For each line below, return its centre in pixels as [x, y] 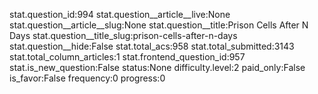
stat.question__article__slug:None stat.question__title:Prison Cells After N [159, 25]
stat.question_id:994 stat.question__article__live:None [120, 14]
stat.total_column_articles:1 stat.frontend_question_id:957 [127, 57]
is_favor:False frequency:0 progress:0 [87, 78]
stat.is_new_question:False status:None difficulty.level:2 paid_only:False [157, 67]
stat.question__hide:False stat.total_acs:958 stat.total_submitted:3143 [152, 46]
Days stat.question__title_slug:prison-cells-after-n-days [123, 35]
